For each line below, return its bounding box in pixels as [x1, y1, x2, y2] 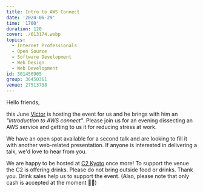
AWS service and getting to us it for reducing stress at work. [6, 124, 157, 130]
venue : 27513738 [6, 82, 47, 88]
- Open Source [12, 48, 47, 55]
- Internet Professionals [12, 43, 78, 49]
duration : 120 [6, 25, 42, 32]
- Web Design [12, 59, 45, 65]
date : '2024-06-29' [6, 15, 56, 21]
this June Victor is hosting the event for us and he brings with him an [6, 110, 178, 118]
